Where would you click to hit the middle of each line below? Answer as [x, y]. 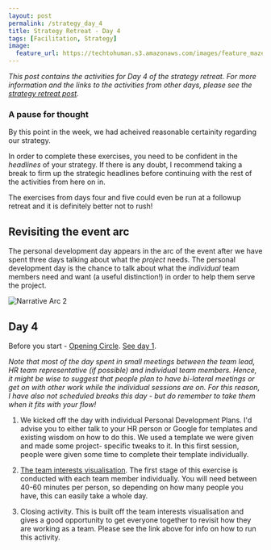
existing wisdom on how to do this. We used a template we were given [137, 437]
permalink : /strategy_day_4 [56, 23]
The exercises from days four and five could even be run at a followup [125, 198]
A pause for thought [48, 114]
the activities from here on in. [57, 182]
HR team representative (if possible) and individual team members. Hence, [133, 370]
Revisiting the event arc [69, 231]
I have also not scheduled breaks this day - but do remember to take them [132, 396]
